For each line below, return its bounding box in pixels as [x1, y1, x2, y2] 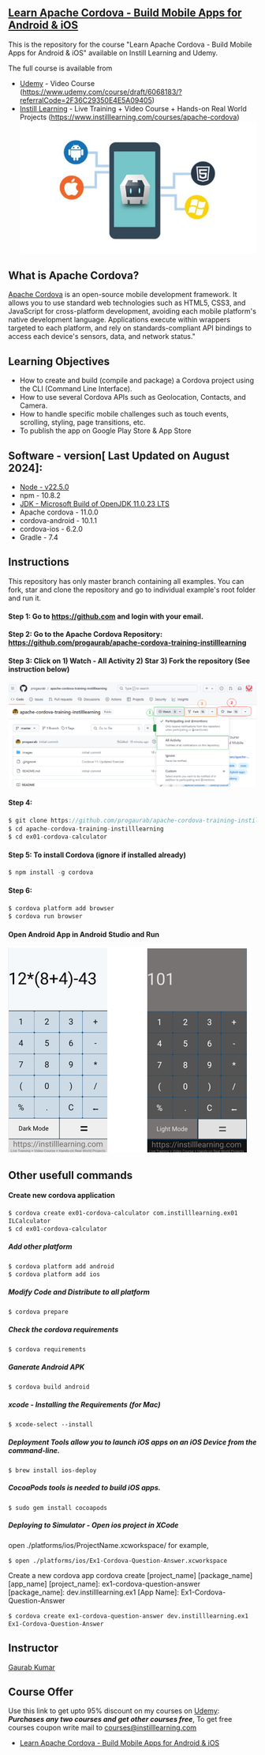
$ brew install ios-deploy [8, 1466, 97, 1474]
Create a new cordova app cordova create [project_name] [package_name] [8, 1570, 253, 1580]
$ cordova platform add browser [8, 904, 114, 912]
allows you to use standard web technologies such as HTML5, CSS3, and [8, 298, 246, 307]
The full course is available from [8, 63, 113, 73]
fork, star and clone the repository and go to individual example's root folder [8, 585, 256, 594]
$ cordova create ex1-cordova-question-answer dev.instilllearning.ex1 [8, 1612, 248, 1620]
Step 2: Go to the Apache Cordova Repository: [8, 630, 163, 639]
